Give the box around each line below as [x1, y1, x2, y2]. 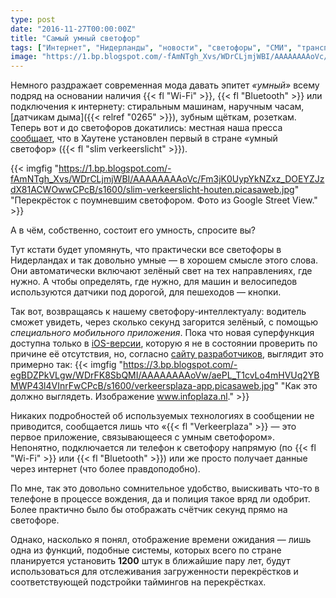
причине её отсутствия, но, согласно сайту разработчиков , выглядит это [10, 348, 324, 360]
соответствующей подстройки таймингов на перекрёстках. [10, 576, 267, 588]
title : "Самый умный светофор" [10, 33, 141, 43]
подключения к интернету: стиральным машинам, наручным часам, [10, 101, 305, 113]
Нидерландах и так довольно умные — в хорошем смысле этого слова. [10, 254, 319, 266]
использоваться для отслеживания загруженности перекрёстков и [10, 566, 299, 578]
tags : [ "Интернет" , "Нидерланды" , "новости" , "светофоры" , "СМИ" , [10, 42, 293, 53]
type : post [10, 14, 56, 25]
